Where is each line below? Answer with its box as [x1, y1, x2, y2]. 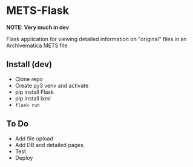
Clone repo [15, 75, 44, 82]
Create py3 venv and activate [15, 82, 89, 89]
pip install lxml [15, 94, 51, 102]
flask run [15, 102, 41, 108]
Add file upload [15, 134, 53, 142]
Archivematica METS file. [6, 42, 70, 49]
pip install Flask [15, 88, 54, 96]
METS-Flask [6, 4, 70, 18]
